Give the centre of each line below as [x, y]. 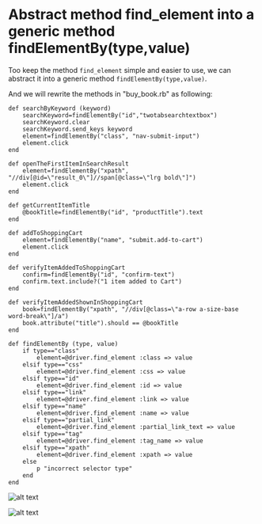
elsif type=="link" [55, 392]
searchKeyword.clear [56, 122]
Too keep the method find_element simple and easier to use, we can [120, 70]
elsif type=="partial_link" [68, 420]
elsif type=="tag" [53, 434]
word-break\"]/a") [38, 316]
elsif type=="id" [51, 378]
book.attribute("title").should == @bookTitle [101, 323]
